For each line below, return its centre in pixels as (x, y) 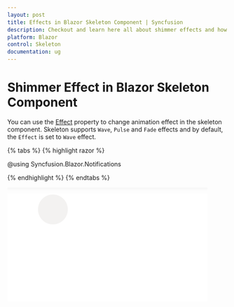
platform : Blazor (33, 37)
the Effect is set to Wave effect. (52, 136)
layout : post (26, 15)
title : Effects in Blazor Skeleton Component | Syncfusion (95, 22)
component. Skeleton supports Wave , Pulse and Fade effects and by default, (115, 129)
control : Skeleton (34, 45)
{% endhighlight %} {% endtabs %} (58, 177)
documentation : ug (34, 52)
